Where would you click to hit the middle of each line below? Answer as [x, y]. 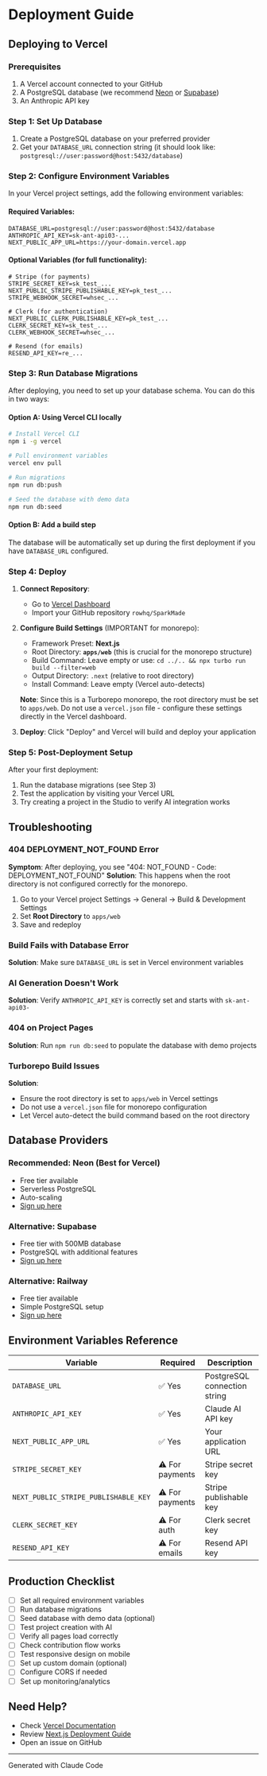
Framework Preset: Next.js [76, 643]
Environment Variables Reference [93, 1340]
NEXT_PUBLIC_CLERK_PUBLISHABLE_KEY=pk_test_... [89, 318]
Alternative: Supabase [52, 1226]
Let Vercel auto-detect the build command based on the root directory [135, 1115]
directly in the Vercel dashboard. [73, 716]
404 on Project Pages [51, 1028]
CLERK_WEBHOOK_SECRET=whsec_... [62, 332]
